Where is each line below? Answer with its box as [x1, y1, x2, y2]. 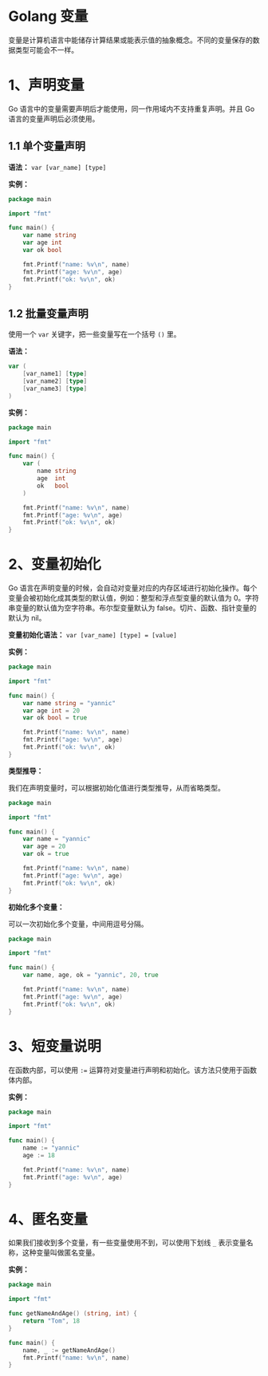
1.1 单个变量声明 [8, 140, 86, 153]
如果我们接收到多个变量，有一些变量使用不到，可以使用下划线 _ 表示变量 [8, 1238, 247, 1248]
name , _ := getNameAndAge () [22, 1346, 116, 1354]
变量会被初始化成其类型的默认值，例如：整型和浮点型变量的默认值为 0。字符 [8, 593, 259, 603]
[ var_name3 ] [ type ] [22, 384, 88, 392]
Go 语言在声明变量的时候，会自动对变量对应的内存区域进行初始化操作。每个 [8, 583, 258, 593]
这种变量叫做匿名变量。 [22, 1248, 100, 1257]
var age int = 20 [22, 707, 81, 715]
